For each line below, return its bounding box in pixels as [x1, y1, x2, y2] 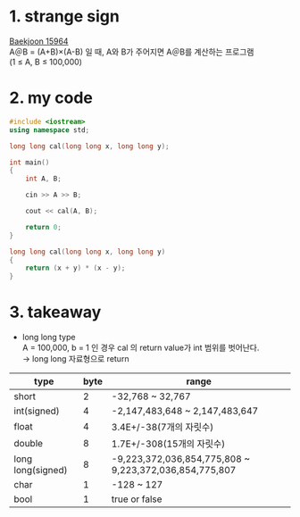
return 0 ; [25, 222, 62, 231]
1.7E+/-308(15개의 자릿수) [111, 438, 226, 450]
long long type [21, 332, 76, 343]
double [13, 438, 43, 450]
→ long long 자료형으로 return [21, 354, 129, 364]
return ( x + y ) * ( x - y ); [25, 263, 126, 273]
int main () [9, 158, 50, 167]
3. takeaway [9, 302, 102, 322]
